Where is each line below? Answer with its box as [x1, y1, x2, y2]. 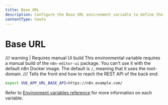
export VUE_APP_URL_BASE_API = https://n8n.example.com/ [5, 81, 123, 86]
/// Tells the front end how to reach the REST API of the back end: [23, 71, 159, 77]
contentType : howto [5, 17, 46, 22]
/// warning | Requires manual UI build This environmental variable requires [5, 55, 160, 61]
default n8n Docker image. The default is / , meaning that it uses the [5, 66, 146, 72]
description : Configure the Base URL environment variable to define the [5, 12, 163, 17]
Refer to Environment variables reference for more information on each [5, 90, 152, 96]
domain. [5, 71, 22, 77]
